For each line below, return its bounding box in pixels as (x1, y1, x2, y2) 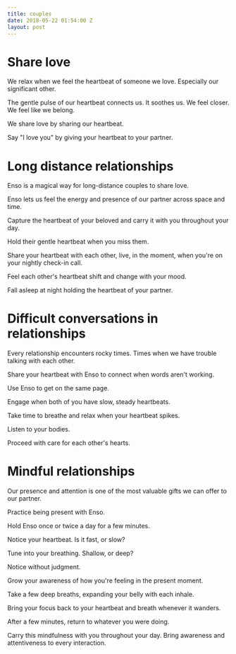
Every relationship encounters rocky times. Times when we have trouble (7, 349, 217, 357)
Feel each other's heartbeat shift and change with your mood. (7, 273, 187, 281)
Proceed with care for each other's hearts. (7, 439, 130, 447)
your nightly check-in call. (7, 258, 83, 267)
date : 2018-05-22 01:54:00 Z (7, 17, 93, 24)
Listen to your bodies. (7, 425, 70, 434)
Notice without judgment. (7, 563, 81, 571)
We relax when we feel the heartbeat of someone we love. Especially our (7, 77, 219, 85)
